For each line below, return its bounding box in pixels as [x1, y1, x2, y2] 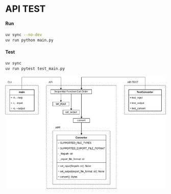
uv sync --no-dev [5, 32, 42, 37]
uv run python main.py [5, 38, 54, 43]
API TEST [5, 3, 46, 15]
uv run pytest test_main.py [5, 66, 65, 72]
